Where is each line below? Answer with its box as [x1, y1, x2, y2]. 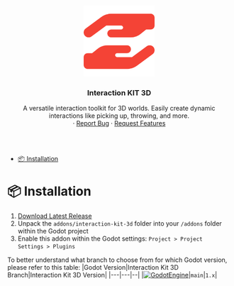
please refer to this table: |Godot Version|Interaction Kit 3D [7, 263, 179, 272]
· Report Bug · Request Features [72, 119, 166, 128]
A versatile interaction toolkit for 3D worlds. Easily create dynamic [23, 104, 216, 113]
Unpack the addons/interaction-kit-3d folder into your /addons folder [17, 219, 222, 228]
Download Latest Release [17, 211, 92, 221]
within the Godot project [17, 227, 89, 236]
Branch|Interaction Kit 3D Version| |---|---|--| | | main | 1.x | [7, 271, 218, 280]
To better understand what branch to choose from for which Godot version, [7, 255, 228, 264]
